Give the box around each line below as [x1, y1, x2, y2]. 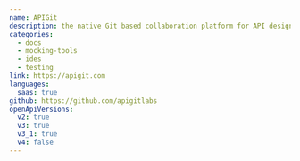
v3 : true [17, 122, 50, 131]
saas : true [17, 88, 58, 97]
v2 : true [17, 113, 50, 122]
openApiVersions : [9, 105, 74, 114]
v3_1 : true [17, 130, 58, 139]
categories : [9, 30, 54, 38]
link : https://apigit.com [9, 72, 105, 80]
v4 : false [17, 138, 54, 147]
